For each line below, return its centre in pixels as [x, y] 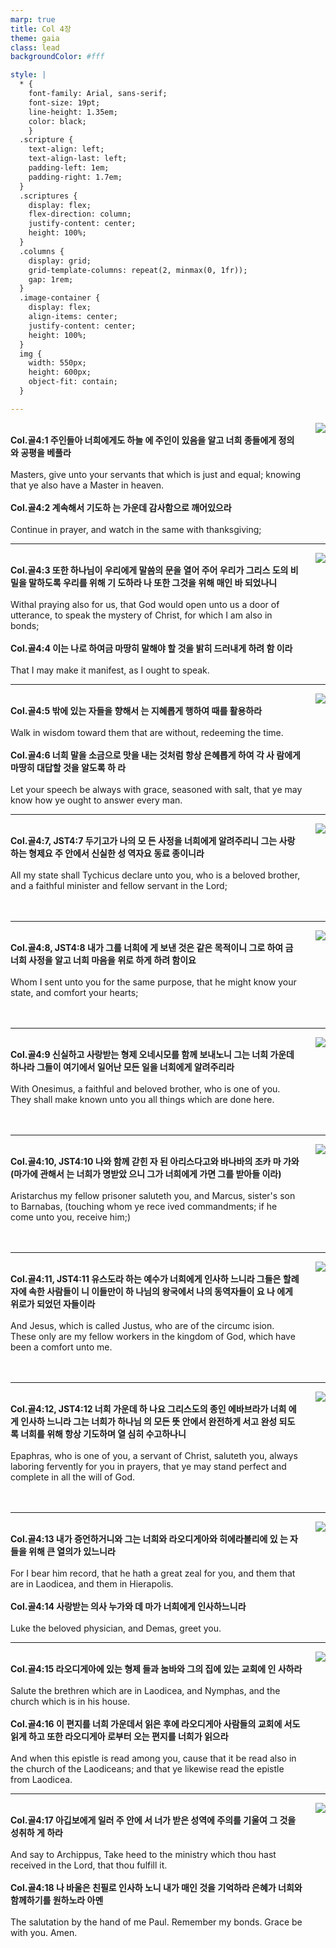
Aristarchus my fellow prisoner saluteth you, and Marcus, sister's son [153, 1195]
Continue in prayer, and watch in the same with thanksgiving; [136, 529]
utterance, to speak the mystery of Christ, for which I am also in [141, 615]
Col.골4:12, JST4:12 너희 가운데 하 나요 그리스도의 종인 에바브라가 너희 [148, 1408]
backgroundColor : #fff [57, 57]
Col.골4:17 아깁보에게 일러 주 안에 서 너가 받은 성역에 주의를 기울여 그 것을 [153, 1820]
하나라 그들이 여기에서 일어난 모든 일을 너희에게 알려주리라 [122, 1067]
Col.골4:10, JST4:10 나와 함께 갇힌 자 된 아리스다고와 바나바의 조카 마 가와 [155, 1161]
